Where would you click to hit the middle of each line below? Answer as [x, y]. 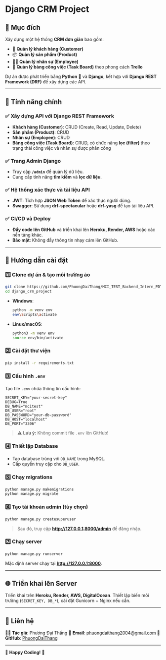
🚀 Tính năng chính [34, 102]
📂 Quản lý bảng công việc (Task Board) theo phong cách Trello [77, 67]
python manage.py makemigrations [40, 489]
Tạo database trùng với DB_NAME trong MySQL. [59, 459]
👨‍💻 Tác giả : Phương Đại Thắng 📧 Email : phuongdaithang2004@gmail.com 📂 [83, 633]
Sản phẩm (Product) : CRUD [41, 132]
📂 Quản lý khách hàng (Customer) [48, 49]
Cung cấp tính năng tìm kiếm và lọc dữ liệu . [57, 177]
